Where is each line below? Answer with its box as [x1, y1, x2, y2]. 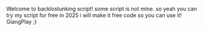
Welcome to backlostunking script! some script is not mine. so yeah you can [6, 5, 198, 12]
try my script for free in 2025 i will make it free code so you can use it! [6, 12, 182, 19]
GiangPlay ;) [6, 18, 37, 25]
